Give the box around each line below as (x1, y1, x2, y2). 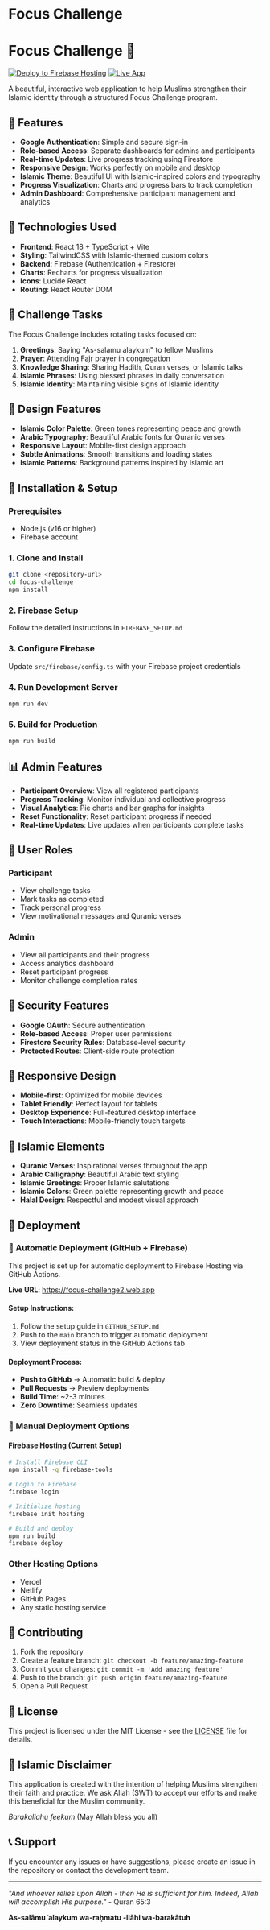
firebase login (8, 1488, 59, 1496)
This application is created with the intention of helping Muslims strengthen (8, 1779, 258, 1788)
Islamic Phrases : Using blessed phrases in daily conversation (19, 370, 225, 380)
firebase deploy (8, 1539, 63, 1548)
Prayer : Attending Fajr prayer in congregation (19, 353, 171, 363)
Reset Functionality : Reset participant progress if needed (19, 811, 211, 821)
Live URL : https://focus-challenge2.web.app (8, 1285, 155, 1295)
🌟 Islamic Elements (8, 1139, 105, 1153)
